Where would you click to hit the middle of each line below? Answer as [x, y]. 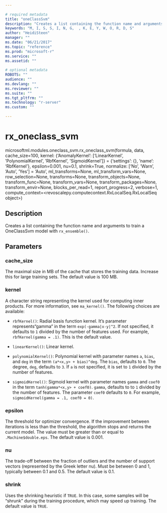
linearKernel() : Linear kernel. [43, 346]
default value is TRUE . [27, 506]
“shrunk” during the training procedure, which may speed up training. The [81, 501]
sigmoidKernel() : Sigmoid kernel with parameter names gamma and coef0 [86, 381]
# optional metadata [27, 70]
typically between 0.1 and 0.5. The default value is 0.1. [60, 472]
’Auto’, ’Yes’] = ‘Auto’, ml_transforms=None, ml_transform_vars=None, [76, 171]
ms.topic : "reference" [29, 47]
